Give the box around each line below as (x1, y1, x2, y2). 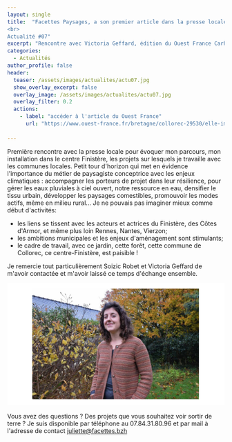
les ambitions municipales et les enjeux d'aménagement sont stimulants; (17, 234, 224, 242)
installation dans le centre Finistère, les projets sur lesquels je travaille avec (7, 154, 222, 163)
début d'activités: (7, 205, 57, 214)
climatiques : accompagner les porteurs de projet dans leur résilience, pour (7, 177, 221, 185)
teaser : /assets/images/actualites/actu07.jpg (13, 77, 150, 83)
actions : (13, 106, 39, 113)
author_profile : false (7, 62, 72, 69)
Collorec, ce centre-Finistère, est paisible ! (17, 248, 138, 257)
